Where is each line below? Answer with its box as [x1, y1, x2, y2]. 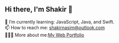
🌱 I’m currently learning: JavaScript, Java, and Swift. [5, 18, 115, 25]
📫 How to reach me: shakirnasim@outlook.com [5, 24, 105, 31]
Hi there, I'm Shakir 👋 [5, 5, 73, 14]
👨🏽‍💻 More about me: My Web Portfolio [5, 32, 84, 38]
